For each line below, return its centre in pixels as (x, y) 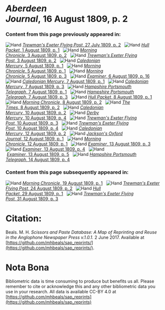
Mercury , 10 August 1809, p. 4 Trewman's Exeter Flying (71, 118)
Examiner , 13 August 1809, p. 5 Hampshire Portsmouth (72, 155)
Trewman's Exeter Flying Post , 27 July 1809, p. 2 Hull (86, 45)
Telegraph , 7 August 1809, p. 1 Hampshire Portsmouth (70, 92)
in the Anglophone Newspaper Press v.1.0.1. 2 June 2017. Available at (75, 237)
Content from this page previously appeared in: (63, 34)
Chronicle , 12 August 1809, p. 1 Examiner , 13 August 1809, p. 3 (78, 144)
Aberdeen (26, 9)
